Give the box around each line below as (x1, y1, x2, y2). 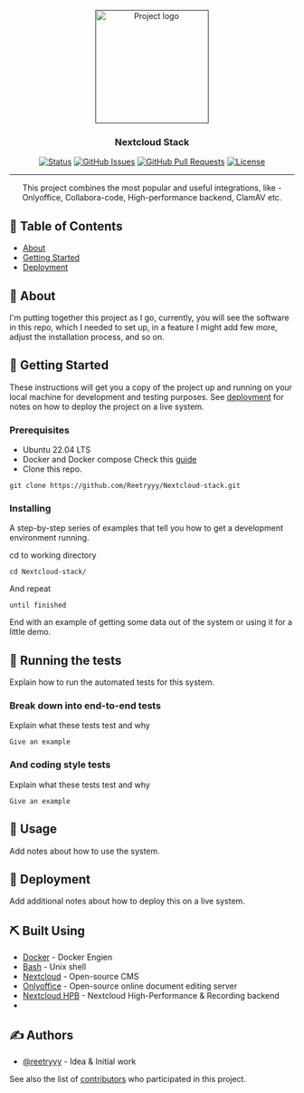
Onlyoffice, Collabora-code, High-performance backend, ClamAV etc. (22, 192, 282, 203)
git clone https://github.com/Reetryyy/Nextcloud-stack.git (9, 482, 242, 491)
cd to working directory (9, 550, 97, 561)
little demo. (9, 627, 52, 638)
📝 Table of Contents (9, 219, 123, 234)
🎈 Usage (9, 822, 57, 837)
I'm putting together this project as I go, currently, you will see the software (9, 312, 290, 323)
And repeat (9, 583, 52, 594)
